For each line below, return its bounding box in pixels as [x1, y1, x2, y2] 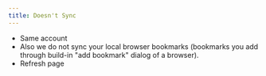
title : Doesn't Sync [8, 11, 77, 20]
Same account [19, 33, 68, 43]
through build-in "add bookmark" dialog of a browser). [19, 50, 199, 59]
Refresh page [19, 59, 65, 68]
